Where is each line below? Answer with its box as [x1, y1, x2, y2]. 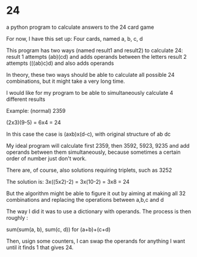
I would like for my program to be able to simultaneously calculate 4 [6, 89, 174, 96]
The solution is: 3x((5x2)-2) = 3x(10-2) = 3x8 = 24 [6, 178, 130, 185]
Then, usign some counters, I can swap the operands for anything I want [6, 237, 186, 244]
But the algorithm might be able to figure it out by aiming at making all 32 [6, 190, 186, 197]
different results [6, 95, 46, 103]
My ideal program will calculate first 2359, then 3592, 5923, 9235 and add [6, 142, 190, 149]
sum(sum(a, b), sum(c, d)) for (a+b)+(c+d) [6, 226, 111, 233]
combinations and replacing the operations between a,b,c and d [6, 196, 164, 203]
